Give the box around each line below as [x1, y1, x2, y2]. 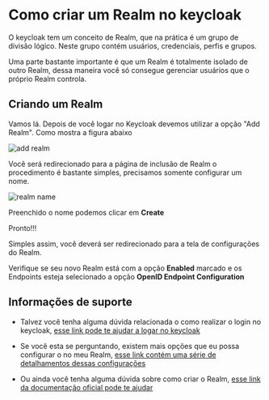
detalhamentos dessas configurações [19, 358, 146, 368]
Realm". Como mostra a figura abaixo [8, 127, 132, 137]
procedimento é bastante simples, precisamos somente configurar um [8, 168, 242, 177]
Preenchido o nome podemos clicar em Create [8, 207, 165, 217]
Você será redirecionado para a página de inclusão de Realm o [8, 159, 217, 168]
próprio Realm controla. [8, 74, 87, 83]
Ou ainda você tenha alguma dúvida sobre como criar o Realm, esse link [19, 374, 261, 384]
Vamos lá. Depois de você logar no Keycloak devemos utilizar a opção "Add [8, 119, 260, 129]
